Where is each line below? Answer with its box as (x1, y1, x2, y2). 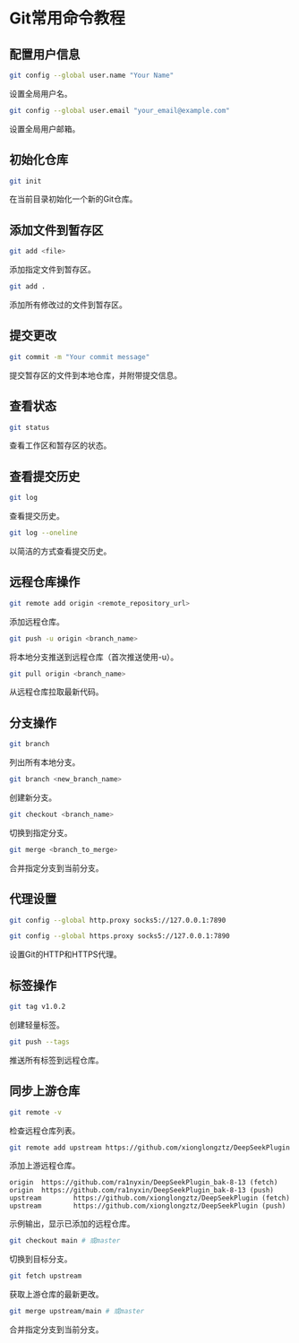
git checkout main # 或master (9, 1236, 121, 1245)
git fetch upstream (9, 1271, 82, 1281)
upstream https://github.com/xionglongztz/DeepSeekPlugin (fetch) (9, 1193, 291, 1203)
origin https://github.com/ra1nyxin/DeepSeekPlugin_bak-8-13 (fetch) (9, 1178, 278, 1187)
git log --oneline (9, 529, 78, 538)
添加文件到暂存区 (9, 222, 104, 237)
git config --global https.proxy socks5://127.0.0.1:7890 (9, 932, 230, 941)
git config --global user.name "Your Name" (9, 71, 175, 80)
